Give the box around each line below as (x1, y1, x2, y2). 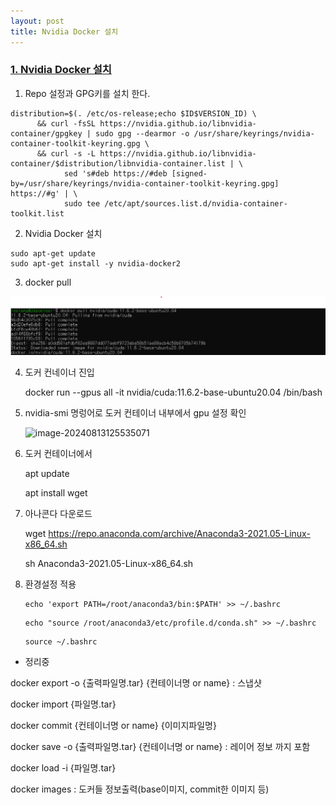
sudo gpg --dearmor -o (95, 128, 190, 139)
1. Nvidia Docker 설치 (10, 63, 112, 77)
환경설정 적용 (24, 578, 77, 590)
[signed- (171, 168, 208, 179)
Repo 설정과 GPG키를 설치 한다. (24, 87, 151, 99)
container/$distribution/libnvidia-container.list (10, 158, 226, 169)
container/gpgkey (10, 128, 83, 139)
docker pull (24, 276, 72, 288)
